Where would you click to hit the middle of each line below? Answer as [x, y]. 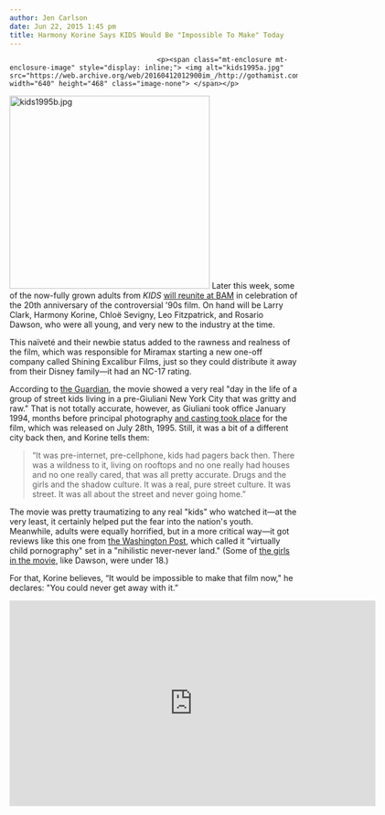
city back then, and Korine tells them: [80, 438]
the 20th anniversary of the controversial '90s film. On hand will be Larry [146, 305]
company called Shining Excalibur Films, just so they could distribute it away [153, 362]
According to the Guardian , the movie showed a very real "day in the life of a [153, 389]
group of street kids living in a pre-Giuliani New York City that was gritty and [153, 399]
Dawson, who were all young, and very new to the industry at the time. [143, 324]
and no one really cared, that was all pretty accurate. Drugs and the [159, 475]
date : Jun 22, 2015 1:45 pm [63, 26]
